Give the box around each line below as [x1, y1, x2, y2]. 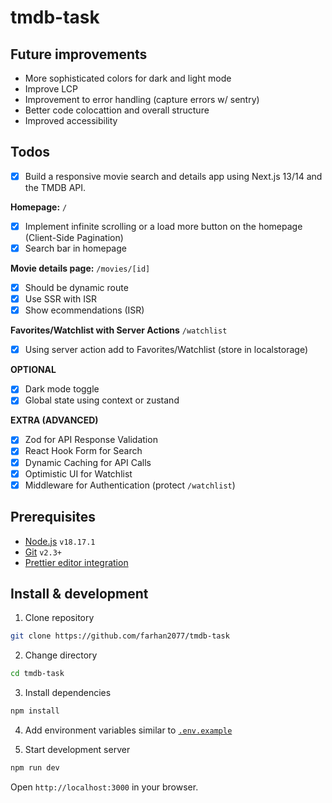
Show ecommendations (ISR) [24, 304, 145, 316]
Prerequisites [10, 509, 96, 526]
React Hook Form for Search [24, 445, 143, 457]
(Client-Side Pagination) [24, 231, 124, 243]
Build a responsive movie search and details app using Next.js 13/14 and [24, 170, 323, 182]
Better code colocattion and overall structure [24, 104, 210, 116]
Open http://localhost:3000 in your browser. [10, 781, 199, 793]
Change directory [24, 649, 98, 661]
